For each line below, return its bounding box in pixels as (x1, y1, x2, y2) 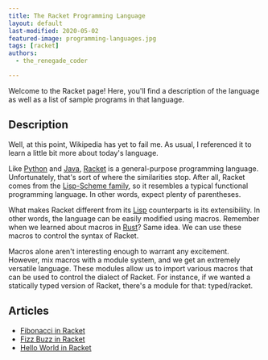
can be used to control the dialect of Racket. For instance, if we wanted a (8, 272, 251, 282)
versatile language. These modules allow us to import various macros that (8, 263, 254, 273)
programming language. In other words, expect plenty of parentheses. (8, 189, 241, 199)
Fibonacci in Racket (19, 325, 86, 335)
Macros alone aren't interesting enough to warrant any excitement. (8, 246, 229, 256)
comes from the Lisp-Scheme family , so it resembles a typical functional (8, 181, 249, 190)
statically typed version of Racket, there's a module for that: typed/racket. (8, 280, 254, 291)
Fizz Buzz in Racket (19, 334, 86, 344)
